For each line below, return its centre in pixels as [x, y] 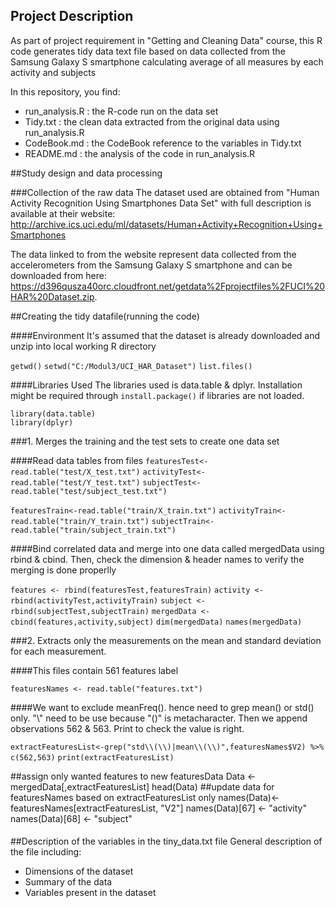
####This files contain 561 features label [94, 670]
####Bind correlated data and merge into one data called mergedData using [167, 548]
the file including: [46, 852]
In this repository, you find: [65, 91]
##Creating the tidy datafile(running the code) [105, 316]
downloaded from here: [58, 275]
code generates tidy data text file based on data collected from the [148, 51]
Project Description [72, 16]
